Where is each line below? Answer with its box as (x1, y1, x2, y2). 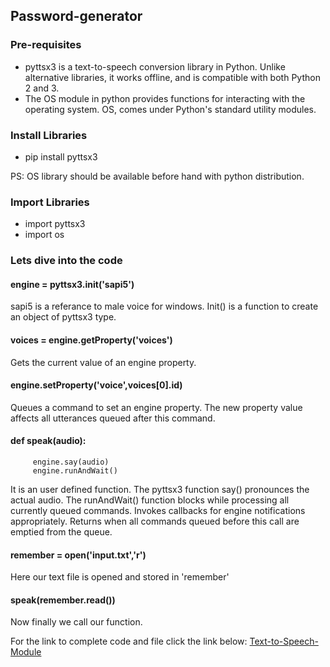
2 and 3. (24, 82, 60, 94)
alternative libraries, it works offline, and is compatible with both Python (24, 71, 321, 83)
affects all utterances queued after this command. (10, 412, 216, 424)
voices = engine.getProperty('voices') (10, 334, 173, 346)
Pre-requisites (10, 38, 82, 52)
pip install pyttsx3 (24, 150, 98, 163)
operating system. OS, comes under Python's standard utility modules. (24, 103, 317, 115)
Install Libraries (10, 128, 88, 142)
